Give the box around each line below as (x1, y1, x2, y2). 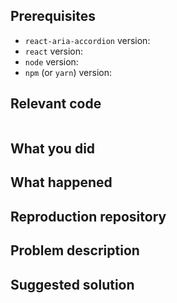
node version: (24, 55, 79, 68)
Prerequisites (10, 8, 96, 25)
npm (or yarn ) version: (24, 66, 112, 78)
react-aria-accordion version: (24, 34, 151, 46)
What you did (10, 140, 96, 158)
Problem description (10, 242, 140, 259)
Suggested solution (10, 276, 135, 293)
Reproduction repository (10, 208, 167, 225)
